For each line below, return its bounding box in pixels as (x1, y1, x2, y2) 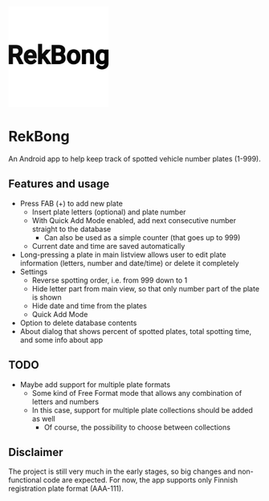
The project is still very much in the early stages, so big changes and (8, 466, 236, 476)
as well (31, 413, 55, 423)
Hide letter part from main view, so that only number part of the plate (31, 283, 259, 293)
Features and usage (8, 177, 110, 191)
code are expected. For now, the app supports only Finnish (43, 475, 238, 485)
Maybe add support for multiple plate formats (19, 380, 171, 389)
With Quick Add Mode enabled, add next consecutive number (31, 215, 237, 225)
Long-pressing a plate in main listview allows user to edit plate (19, 250, 226, 259)
